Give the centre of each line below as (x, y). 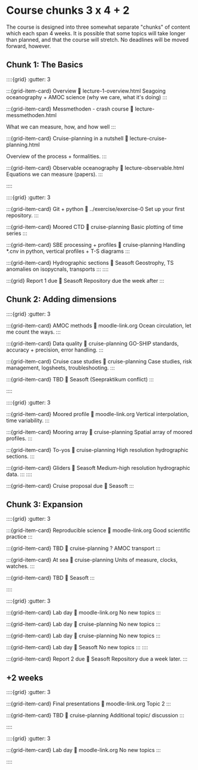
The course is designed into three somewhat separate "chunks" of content (98, 27)
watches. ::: (20, 566)
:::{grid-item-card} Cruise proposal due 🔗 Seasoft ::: (70, 485)
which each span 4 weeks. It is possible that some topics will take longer (96, 33)
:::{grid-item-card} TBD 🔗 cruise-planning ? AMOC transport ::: (83, 548)
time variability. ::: (28, 420)
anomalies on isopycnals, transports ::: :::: (57, 269)
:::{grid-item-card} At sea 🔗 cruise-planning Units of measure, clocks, (92, 560)
